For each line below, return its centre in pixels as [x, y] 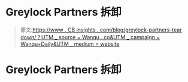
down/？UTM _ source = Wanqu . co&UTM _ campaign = [90, 37]
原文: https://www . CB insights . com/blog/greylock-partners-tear [101, 30]
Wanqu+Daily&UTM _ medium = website [70, 44]
